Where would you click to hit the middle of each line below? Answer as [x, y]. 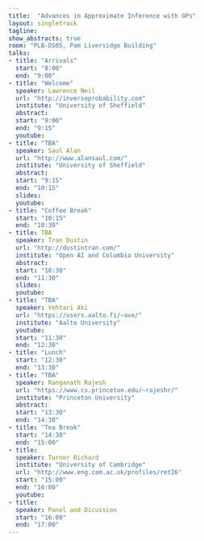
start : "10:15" [41, 218]
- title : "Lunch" [37, 353]
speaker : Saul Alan [48, 151]
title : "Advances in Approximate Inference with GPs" [102, 16]
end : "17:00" [37, 525]
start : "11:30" [41, 338]
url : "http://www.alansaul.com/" [72, 158]
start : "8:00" [39, 68]
